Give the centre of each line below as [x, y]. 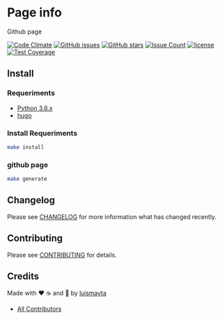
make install [26, 147]
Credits [23, 276]
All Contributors [39, 309]
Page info [35, 13]
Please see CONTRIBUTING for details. [62, 255]
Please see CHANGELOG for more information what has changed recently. [112, 216]
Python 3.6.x [35, 108]
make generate [27, 179]
